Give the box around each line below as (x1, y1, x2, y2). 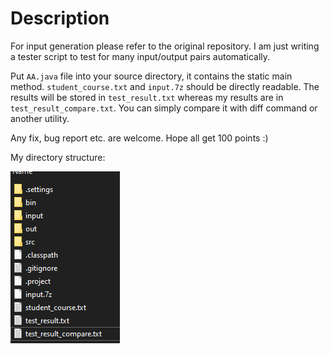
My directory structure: (10, 151, 106, 163)
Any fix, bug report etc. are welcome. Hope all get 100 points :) (10, 132, 269, 144)
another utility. (10, 112, 70, 124)
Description (10, 7, 110, 30)
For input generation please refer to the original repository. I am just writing (10, 40, 320, 52)
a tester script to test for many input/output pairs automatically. (10, 50, 271, 62)
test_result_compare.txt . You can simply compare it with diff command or (10, 102, 318, 114)
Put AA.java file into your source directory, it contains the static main (10, 70, 293, 82)
